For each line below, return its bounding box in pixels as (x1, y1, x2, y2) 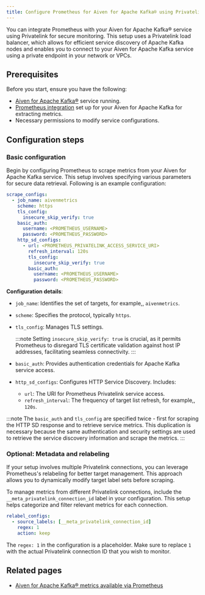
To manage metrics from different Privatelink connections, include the (6, 488, 182, 495)
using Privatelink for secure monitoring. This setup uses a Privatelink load (6, 32, 191, 40)
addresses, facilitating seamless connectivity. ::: (15, 348, 136, 356)
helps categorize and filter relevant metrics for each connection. (6, 502, 168, 509)
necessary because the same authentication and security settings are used (6, 428, 196, 436)
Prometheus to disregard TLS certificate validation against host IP (15, 341, 181, 349)
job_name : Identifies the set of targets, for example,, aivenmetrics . (15, 300, 180, 307)
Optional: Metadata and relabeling (6, 450, 110, 458)
